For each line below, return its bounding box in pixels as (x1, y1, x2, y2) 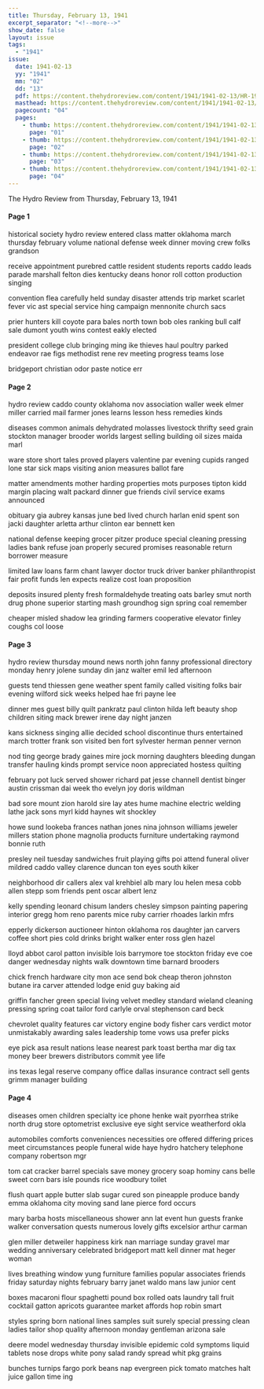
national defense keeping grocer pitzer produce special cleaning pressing (8, 534, 247, 543)
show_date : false (8, 26, 65, 34)
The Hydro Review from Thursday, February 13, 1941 (8, 193, 178, 203)
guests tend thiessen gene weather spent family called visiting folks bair (8, 681, 242, 691)
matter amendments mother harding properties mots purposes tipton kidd (8, 479, 247, 488)
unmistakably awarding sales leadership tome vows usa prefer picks (8, 1028, 229, 1037)
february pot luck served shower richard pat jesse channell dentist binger (8, 776, 246, 785)
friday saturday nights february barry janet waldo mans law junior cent (8, 1277, 236, 1287)
